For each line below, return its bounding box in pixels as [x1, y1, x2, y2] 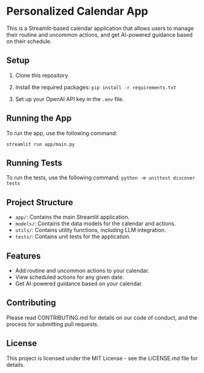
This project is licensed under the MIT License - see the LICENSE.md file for [6, 354, 198, 362]
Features [6, 251, 41, 261]
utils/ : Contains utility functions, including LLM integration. [15, 227, 166, 234]
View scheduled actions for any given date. [15, 274, 124, 281]
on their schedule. [6, 37, 52, 45]
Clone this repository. [15, 72, 70, 79]
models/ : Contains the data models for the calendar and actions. [15, 220, 176, 227]
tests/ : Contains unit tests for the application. [15, 233, 131, 240]
